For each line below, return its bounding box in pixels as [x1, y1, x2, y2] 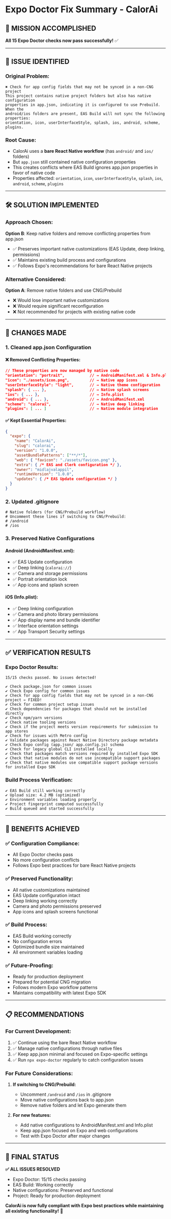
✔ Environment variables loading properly [5, 797, 97, 802]
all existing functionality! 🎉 [5, 1208, 64, 1214]
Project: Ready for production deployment [12, 1192, 101, 1199]
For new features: [12, 1112, 51, 1118]
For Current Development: [5, 1028, 71, 1035]
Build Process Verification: [5, 776, 73, 784]
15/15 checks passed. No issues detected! [5, 675, 97, 680]
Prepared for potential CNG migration [12, 979, 91, 985]
